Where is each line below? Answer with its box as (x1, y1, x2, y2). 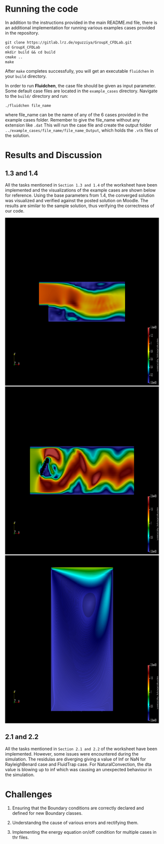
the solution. (5, 132, 30, 138)
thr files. (12, 834, 29, 840)
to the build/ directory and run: (5, 93, 68, 99)
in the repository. (5, 30, 40, 36)
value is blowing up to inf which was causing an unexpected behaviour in (5, 766, 152, 772)
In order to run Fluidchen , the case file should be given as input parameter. (5, 83, 156, 88)
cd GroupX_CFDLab (5, 45, 41, 50)
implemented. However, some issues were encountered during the (5, 751, 139, 757)
